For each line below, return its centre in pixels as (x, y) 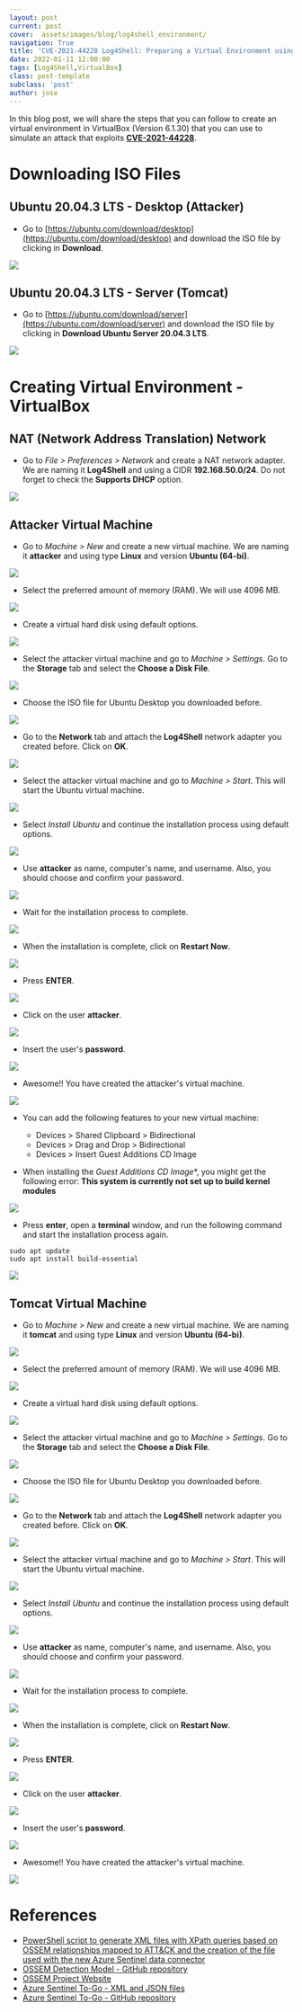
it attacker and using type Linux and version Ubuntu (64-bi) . (136, 556)
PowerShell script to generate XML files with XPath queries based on (150, 1940)
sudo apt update (40, 1251)
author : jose (34, 93)
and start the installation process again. (95, 1235)
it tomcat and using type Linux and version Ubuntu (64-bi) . (133, 1334)
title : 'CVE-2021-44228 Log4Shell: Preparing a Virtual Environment (140, 51)
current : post (36, 26)
